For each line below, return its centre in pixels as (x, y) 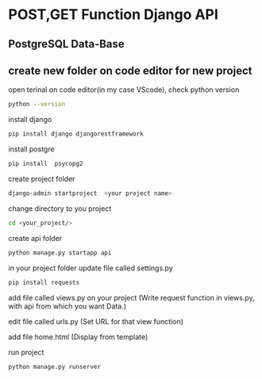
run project (26, 352)
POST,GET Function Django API (113, 15)
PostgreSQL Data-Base (66, 44)
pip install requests (44, 282)
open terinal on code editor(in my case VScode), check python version (124, 90)
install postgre (31, 149)
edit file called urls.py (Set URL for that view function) (96, 321)
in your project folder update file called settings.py (91, 268)
